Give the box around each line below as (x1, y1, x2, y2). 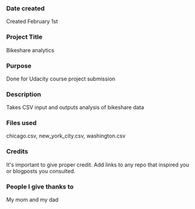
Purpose (6, 61, 32, 70)
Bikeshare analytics (6, 46, 55, 53)
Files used (6, 119, 37, 127)
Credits (6, 147, 28, 156)
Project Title (6, 33, 43, 41)
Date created (6, 4, 45, 13)
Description (6, 90, 41, 98)
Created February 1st (6, 18, 58, 25)
